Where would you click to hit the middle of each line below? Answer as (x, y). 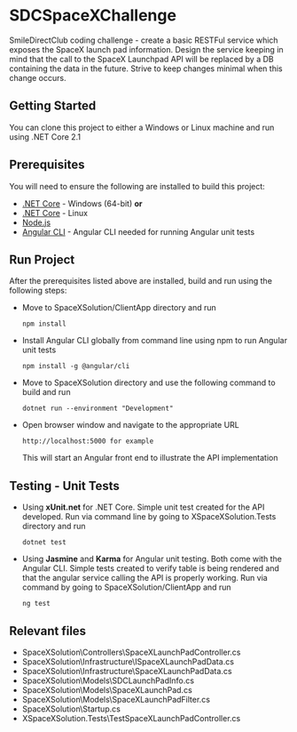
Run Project (42, 259)
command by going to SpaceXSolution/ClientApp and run (127, 587)
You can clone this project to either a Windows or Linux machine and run (142, 127)
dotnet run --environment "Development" (98, 409)
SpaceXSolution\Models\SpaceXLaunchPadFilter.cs (116, 700)
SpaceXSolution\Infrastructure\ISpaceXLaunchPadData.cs (128, 662)
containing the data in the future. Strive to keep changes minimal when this (146, 68)
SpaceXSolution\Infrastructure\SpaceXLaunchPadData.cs (127, 671)
